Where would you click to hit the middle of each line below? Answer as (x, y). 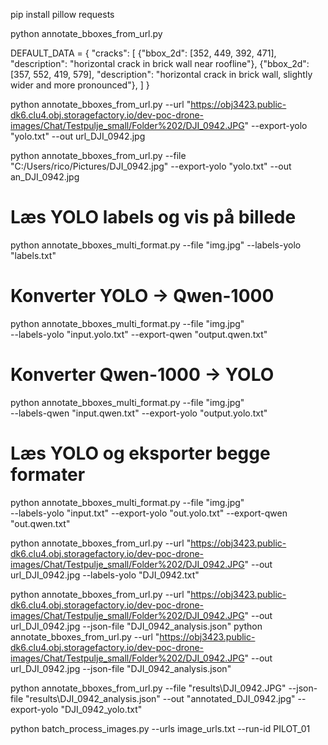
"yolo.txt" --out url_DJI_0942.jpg (78, 136)
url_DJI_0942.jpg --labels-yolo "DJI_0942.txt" (105, 575)
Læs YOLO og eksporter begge (140, 453)
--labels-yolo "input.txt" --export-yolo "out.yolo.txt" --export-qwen (149, 513)
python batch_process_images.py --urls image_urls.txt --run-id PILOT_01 (160, 728)
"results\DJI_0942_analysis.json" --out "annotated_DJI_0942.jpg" (160, 698)
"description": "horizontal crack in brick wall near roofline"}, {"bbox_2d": (160, 63)
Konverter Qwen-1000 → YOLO (142, 375)
